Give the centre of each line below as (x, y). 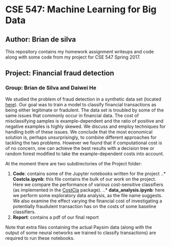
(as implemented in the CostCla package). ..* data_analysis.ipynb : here (89, 190)
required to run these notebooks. (40, 238)
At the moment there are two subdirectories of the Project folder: (74, 163)
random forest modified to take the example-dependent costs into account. (85, 154)
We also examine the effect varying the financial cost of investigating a (87, 201)
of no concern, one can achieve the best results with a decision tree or (80, 148)
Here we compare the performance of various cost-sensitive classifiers (88, 184)
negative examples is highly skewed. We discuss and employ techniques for (85, 126)
